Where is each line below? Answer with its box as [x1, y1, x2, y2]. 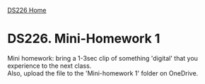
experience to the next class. [7, 61, 92, 70]
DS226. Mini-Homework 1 [7, 31, 160, 47]
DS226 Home [7, 6, 47, 14]
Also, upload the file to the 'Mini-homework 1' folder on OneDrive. [7, 68, 199, 77]
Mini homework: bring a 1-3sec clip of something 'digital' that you [7, 54, 198, 62]
